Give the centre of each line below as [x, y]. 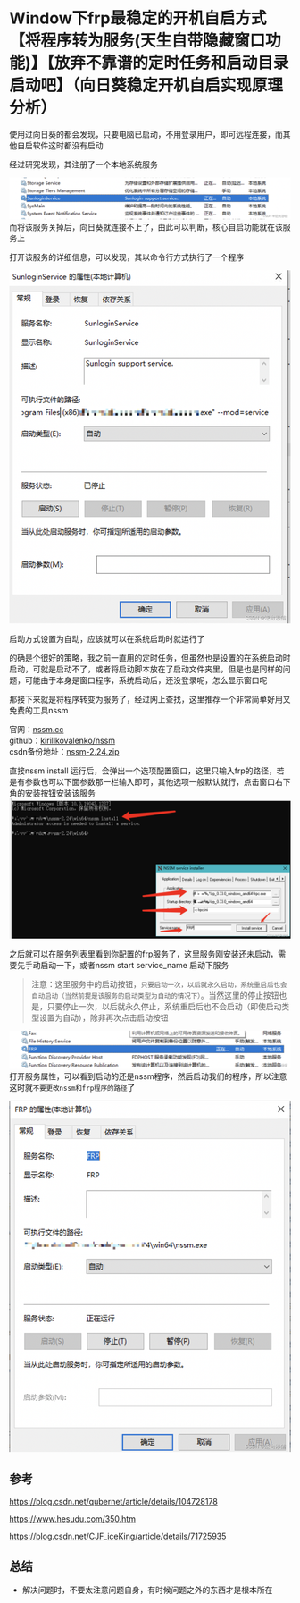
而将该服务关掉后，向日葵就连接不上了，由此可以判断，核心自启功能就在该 [146, 227]
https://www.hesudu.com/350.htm [73, 1519]
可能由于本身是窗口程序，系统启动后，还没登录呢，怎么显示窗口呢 [146, 679]
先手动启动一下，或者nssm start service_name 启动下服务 [123, 965]
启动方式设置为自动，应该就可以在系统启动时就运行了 [107, 638]
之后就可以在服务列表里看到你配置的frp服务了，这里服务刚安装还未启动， [144, 954]
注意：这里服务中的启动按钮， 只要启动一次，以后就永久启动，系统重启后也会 [159, 983]
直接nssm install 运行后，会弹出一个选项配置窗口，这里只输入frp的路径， [143, 771]
